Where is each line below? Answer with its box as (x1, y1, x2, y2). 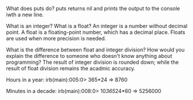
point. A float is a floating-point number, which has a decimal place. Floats (6, 29, 186, 36)
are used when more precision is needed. (6, 35, 107, 42)
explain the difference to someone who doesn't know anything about (6, 53, 172, 59)
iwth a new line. (6, 11, 44, 18)
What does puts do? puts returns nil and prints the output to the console (6, 5, 180, 12)
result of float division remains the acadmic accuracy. (6, 65, 136, 72)
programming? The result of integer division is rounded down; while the (6, 58, 179, 65)
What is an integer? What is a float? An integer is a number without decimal (6, 23, 188, 29)
